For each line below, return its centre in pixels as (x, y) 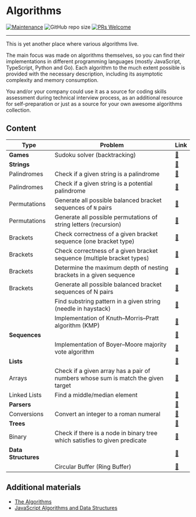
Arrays (18, 378)
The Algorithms (33, 501)
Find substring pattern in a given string (108, 301)
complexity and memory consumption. (52, 80)
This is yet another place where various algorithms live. (72, 44)
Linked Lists (25, 395)
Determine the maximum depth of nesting (111, 268)
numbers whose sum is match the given (109, 378)
